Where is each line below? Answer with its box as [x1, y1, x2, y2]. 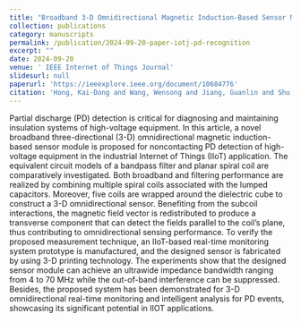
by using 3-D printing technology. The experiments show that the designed [9, 255, 287, 266]
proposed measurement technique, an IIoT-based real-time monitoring [9, 236, 270, 247]
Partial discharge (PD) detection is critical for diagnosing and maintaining [9, 113, 279, 123]
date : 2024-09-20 [9, 55, 74, 64]
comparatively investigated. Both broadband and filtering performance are [9, 169, 284, 180]
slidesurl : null [9, 72, 70, 80]
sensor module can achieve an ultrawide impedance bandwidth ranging [9, 265, 274, 275]
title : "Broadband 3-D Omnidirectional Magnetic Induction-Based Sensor [9, 13, 287, 22]
